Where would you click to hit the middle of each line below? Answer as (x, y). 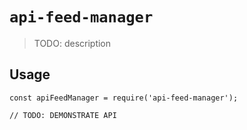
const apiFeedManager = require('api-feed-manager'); (124, 98)
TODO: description (72, 43)
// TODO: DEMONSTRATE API (63, 115)
